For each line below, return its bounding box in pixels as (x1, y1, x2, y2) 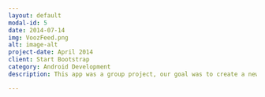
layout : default (8, 11, 62, 20)
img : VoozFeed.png (8, 33, 69, 42)
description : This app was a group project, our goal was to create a (8, 70, 245, 78)
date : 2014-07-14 (8, 26, 65, 34)
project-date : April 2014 (8, 48, 93, 56)
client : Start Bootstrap (8, 56, 90, 64)
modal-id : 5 (8, 19, 47, 27)
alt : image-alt (8, 41, 58, 49)
